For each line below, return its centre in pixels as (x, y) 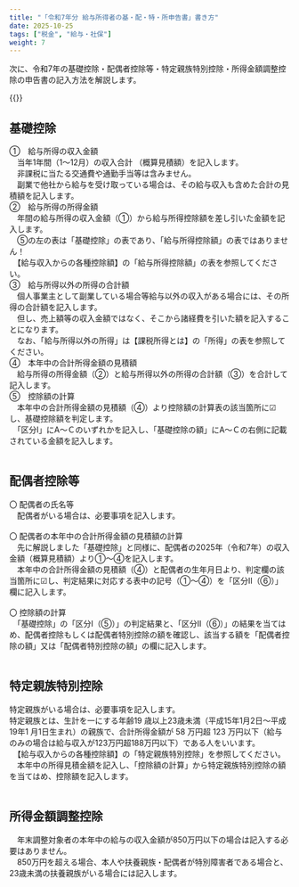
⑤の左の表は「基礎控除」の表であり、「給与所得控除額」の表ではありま (149, 241)
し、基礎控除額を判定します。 (64, 419)
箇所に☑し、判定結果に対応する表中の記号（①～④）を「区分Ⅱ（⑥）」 (149, 580)
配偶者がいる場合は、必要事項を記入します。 (98, 515)
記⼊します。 (32, 385)
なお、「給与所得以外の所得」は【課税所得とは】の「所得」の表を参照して (151, 341)
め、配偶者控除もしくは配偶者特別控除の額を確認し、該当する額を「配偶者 (145, 635)
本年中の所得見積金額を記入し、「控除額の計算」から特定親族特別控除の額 (151, 765)
